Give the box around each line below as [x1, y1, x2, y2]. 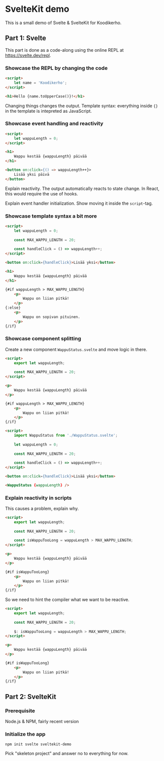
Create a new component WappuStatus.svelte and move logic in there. [5, 346, 148, 352]
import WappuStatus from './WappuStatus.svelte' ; [14, 433, 118, 438]
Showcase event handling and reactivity [5, 120, 103, 127]
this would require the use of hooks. [5, 190, 78, 196]
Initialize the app [5, 730, 46, 737]
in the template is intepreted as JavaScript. [5, 108, 92, 114]
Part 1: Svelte [5, 34, 46, 42]
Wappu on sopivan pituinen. [23, 314, 80, 319]
